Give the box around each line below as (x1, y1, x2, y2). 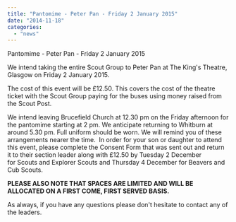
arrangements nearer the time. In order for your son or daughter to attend (7, 136, 222, 144)
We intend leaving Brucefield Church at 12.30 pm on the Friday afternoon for (7, 113, 229, 122)
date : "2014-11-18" (7, 17, 65, 24)
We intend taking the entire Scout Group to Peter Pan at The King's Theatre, (7, 63, 228, 71)
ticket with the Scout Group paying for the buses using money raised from (7, 92, 222, 100)
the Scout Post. (7, 100, 52, 108)
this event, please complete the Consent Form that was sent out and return (7, 143, 225, 152)
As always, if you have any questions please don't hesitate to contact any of (7, 201, 228, 209)
